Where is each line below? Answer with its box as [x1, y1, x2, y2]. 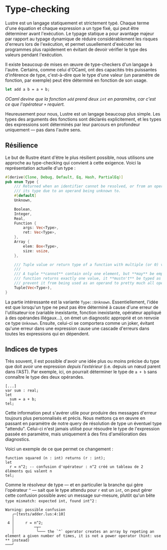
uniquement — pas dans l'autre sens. [5, 127, 82, 133]
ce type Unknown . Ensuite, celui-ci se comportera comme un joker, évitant [5, 320, 154, 326]
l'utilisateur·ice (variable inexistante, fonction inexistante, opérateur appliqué [5, 309, 162, 315]
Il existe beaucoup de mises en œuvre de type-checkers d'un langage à [5, 61, 153, 67]
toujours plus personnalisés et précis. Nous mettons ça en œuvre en [5, 415, 146, 421]
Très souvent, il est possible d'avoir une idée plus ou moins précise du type [5, 358, 160, 364]
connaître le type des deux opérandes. [5, 374, 84, 380]
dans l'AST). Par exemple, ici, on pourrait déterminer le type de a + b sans [5, 369, 158, 375]
